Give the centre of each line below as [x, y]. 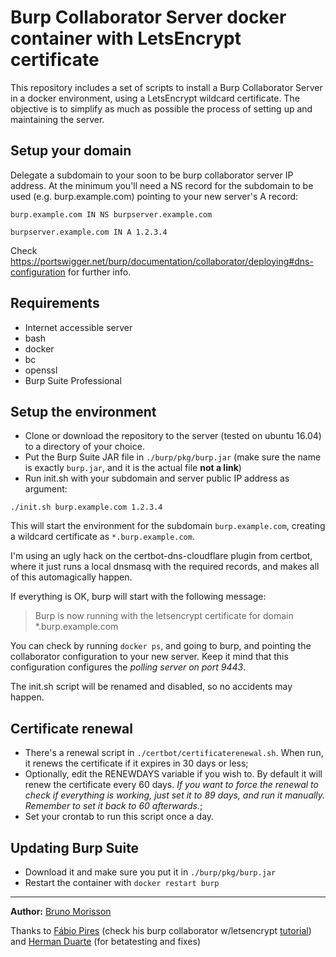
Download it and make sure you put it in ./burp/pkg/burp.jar [150, 872]
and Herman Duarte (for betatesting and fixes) [106, 941]
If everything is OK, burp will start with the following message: [138, 597]
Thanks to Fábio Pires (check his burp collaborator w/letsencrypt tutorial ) [161, 930]
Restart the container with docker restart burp [122, 882]
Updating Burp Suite [75, 847]
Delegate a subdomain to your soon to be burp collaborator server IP [152, 175]
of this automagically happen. [71, 577]
